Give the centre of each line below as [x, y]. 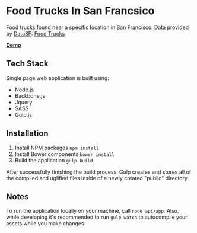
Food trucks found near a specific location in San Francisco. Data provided [97, 27]
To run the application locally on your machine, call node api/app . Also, [93, 211]
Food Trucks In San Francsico [80, 11]
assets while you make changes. [46, 224]
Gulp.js [23, 114]
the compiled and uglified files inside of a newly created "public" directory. [98, 178]
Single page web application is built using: [58, 78]
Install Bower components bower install [64, 154]
